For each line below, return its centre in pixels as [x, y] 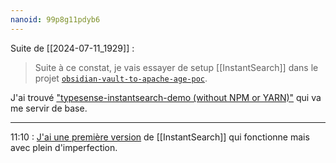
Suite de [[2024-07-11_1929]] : [72, 48]
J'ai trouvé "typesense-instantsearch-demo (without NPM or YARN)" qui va [166, 97]
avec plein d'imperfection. [64, 147]
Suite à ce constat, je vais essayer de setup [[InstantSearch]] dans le [176, 67]
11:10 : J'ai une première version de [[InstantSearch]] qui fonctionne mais [160, 137]
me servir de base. [49, 108]
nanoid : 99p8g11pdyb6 [55, 19]
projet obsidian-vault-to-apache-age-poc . [121, 78]
